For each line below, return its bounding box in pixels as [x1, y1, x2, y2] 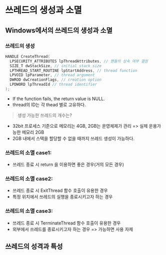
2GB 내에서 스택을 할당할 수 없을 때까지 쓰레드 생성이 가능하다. [12, 135, 135, 141]
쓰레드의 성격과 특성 [5, 242, 63, 251]
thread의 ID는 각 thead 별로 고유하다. [12, 101, 86, 108]
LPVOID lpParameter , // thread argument [9, 73, 95, 78]
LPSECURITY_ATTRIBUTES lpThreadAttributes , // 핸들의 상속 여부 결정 [9, 59, 148, 64]
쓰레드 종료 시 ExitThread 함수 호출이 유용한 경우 [12, 187, 108, 193]
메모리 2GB [21, 129, 44, 135]
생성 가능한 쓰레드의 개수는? [17, 112, 72, 118]
